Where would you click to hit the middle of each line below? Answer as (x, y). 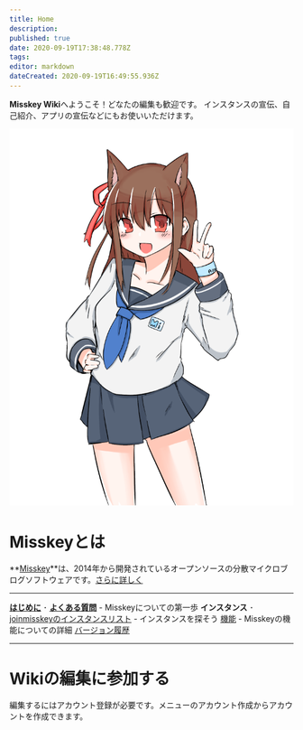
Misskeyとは (57, 542)
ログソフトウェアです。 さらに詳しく (76, 580)
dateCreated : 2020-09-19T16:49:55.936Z (84, 77)
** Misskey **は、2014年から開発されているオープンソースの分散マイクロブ (149, 568)
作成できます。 (60, 716)
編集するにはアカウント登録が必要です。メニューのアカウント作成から (139, 706)
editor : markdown (42, 67)
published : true (40, 38)
